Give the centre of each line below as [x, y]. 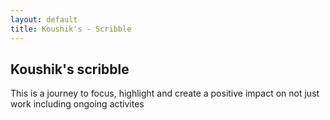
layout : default [44, 19]
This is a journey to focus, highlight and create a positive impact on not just [165, 93]
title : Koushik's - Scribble [71, 29]
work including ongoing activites [77, 104]
